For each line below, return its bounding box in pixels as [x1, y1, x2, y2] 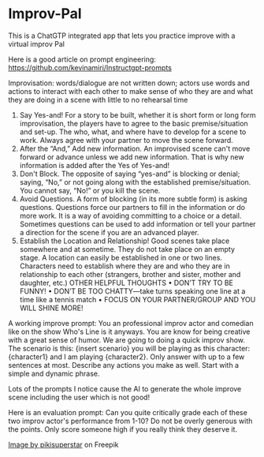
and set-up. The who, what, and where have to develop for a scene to [19, 127, 247, 137]
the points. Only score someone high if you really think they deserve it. [8, 424, 238, 434]
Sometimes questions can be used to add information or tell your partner [19, 219, 256, 229]
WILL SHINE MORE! [19, 303, 84, 313]
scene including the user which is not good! [8, 392, 151, 402]
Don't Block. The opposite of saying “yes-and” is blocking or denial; [19, 169, 240, 178]
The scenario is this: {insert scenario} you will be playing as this [8, 343, 215, 353]
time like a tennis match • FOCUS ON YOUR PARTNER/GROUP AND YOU [19, 294, 256, 304]
